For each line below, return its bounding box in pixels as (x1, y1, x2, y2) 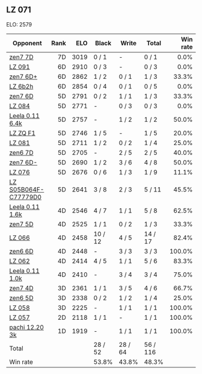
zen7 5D (9, 220, 34, 228)
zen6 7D (9, 148, 34, 157)
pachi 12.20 (9, 323, 44, 331)
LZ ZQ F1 (9, 129, 36, 137)
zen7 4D (9, 284, 34, 292)
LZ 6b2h (9, 82, 34, 90)
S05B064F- (9, 185, 44, 193)
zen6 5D (9, 293, 34, 302)
